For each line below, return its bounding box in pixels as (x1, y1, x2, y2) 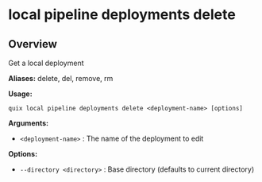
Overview (8, 37, 58, 51)
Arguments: (8, 118, 49, 128)
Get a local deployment (8, 58, 84, 68)
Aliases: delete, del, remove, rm (8, 74, 114, 83)
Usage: (8, 89, 33, 99)
